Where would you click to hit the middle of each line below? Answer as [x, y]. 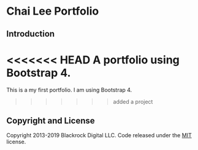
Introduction [31, 34]
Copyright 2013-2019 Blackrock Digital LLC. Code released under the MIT [99, 135]
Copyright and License [51, 120]
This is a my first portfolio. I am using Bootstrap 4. [69, 90]
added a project [133, 101]
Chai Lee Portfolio [53, 11]
